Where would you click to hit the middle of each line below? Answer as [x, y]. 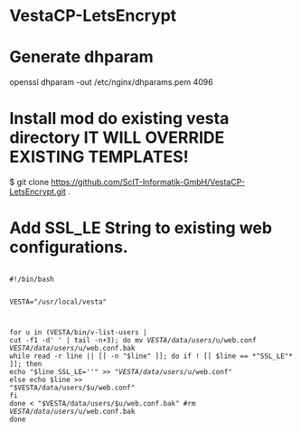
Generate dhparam [81, 57]
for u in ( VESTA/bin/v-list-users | [78, 332]
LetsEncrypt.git [38, 192]
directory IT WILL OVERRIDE [117, 138]
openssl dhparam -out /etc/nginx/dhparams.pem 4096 [112, 82]
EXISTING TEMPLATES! [99, 157]
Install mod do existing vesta [119, 119]
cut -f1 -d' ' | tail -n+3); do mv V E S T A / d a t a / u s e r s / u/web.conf [133, 340]
